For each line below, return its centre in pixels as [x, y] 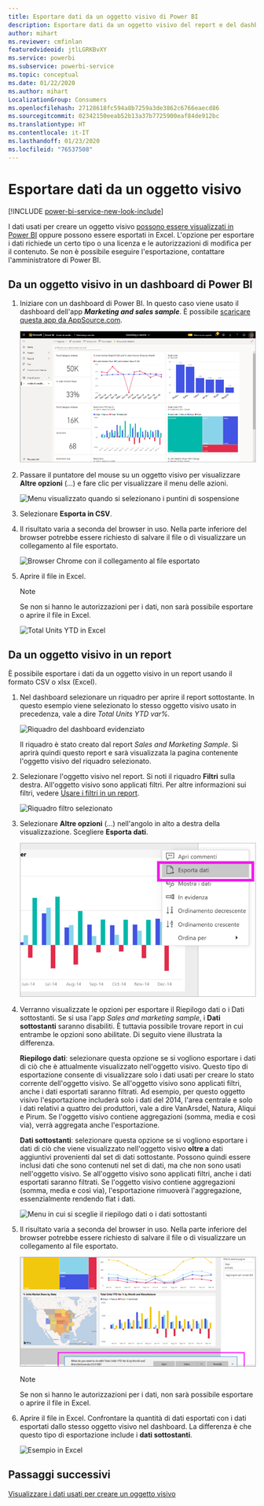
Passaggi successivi [60, 1475]
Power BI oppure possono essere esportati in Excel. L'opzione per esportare [131, 234]
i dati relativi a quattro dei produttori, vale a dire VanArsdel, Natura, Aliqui [137, 1108]
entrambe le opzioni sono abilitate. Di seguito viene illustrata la [121, 1034]
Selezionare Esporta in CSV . [66, 513]
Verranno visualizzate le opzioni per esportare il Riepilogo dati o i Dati [132, 1009]
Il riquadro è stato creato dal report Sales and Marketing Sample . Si [128, 744]
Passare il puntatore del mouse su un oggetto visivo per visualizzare [130, 474]
